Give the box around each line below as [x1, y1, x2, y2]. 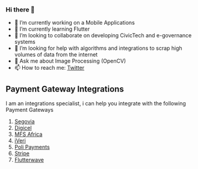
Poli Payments [14, 144, 50, 151]
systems [14, 38, 36, 46]
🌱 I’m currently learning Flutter [14, 25, 90, 32]
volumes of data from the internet [14, 51, 98, 58]
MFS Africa [14, 131, 43, 138]
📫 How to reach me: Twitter [14, 64, 85, 72]
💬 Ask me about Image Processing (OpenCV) [14, 57, 126, 65]
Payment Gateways [5, 106, 54, 114]
